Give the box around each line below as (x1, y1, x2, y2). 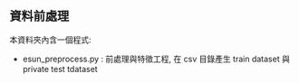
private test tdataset (22, 63, 98, 74)
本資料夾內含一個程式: (9, 34, 92, 45)
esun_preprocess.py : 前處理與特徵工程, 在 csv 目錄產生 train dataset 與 (22, 53, 290, 64)
